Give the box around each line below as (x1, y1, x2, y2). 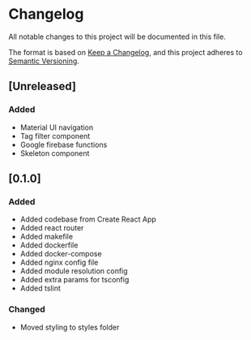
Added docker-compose (19, 249, 103, 259)
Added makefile (19, 232, 74, 242)
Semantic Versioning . (8, 56, 79, 66)
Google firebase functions (19, 140, 108, 149)
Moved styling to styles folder (19, 322, 120, 332)
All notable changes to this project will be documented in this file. (8, 32, 227, 41)
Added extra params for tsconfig (19, 275, 130, 285)
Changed (8, 303, 46, 315)
